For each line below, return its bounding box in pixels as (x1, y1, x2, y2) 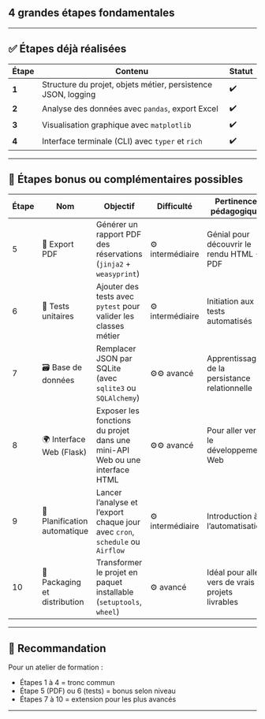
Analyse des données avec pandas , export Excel (42, 103, 218, 114)
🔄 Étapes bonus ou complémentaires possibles (8, 173, 243, 186)
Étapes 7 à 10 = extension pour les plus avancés (19, 695, 177, 704)
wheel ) (95, 606, 120, 617)
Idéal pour (206, 567, 244, 578)
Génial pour (206, 229, 250, 240)
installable (95, 587, 134, 598)
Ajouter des (95, 281, 140, 292)
